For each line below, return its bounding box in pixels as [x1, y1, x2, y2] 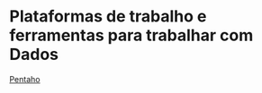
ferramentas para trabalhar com [9, 25, 254, 46]
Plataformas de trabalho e [9, 6, 207, 27]
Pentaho [9, 73, 41, 84]
